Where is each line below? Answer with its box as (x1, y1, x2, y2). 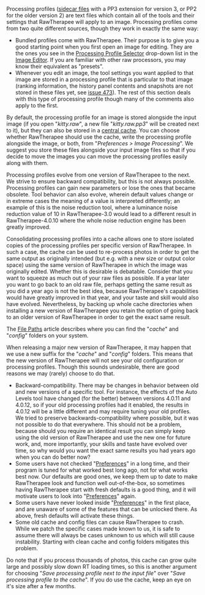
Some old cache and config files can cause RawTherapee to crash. (15, 518, 185, 526)
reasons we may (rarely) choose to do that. (6, 370, 115, 377)
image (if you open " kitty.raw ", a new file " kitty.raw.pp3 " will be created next (6, 120, 199, 128)
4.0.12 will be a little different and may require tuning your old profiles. (15, 408, 192, 415)
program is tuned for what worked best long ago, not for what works (15, 466, 188, 474)
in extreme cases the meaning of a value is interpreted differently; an (6, 198, 181, 204)
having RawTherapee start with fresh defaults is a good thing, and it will (15, 486, 196, 493)
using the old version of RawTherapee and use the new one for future (15, 434, 191, 441)
